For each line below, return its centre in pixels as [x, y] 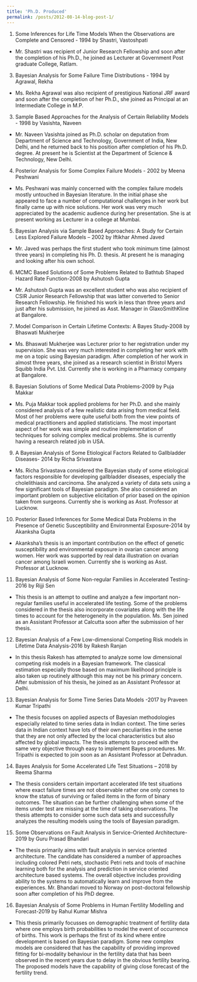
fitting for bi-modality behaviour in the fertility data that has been [93, 954]
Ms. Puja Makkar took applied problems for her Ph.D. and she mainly [98, 404]
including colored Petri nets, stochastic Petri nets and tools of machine [100, 862]
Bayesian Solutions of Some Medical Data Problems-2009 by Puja [94, 386]
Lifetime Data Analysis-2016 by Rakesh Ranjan [71, 646]
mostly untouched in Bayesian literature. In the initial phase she [91, 194]
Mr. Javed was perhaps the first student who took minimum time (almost [102, 248]
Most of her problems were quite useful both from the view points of [97, 416]
